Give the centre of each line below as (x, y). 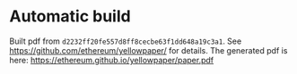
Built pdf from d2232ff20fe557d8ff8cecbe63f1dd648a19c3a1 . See (126, 41)
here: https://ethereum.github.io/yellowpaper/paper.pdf (111, 60)
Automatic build (70, 16)
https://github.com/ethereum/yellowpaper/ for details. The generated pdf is (148, 50)
